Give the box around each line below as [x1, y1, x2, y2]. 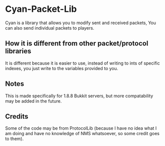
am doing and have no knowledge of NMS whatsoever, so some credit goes [5, 131, 160, 137]
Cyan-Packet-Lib [5, 3, 77, 15]
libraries [5, 47, 31, 55]
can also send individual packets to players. [5, 25, 95, 31]
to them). [5, 136, 24, 142]
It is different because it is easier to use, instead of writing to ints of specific [5, 60, 160, 66]
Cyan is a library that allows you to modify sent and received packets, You [5, 20, 156, 26]
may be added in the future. [5, 98, 62, 104]
